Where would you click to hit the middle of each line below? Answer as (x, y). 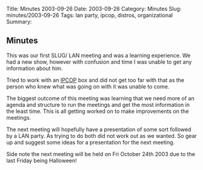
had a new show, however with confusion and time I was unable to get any (99, 62)
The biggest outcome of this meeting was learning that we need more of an (101, 98)
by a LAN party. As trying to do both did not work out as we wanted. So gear (101, 135)
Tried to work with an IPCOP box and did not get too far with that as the (95, 80)
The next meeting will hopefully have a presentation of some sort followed (99, 129)
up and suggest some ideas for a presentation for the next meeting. (91, 142)
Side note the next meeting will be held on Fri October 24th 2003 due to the (101, 154)
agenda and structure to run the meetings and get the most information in (98, 104)
